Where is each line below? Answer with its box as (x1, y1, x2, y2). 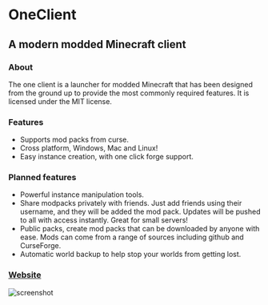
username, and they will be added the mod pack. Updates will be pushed (19, 207, 261, 217)
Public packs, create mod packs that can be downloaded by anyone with (19, 224, 260, 234)
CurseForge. (19, 241, 62, 251)
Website (8, 270, 42, 281)
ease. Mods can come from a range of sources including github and (19, 232, 244, 242)
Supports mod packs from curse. (19, 134, 130, 145)
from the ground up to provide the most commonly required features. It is (8, 88, 250, 98)
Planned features (8, 172, 77, 183)
